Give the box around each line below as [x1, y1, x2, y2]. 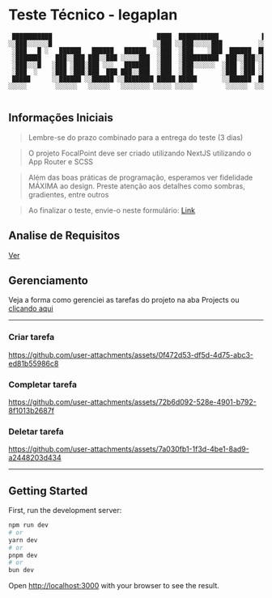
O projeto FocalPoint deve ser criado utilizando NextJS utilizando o [28, 148, 252, 158]
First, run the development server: [8, 506, 122, 515]
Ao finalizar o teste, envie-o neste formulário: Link [28, 205, 196, 215]
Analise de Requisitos [8, 229, 120, 243]
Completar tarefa [8, 379, 77, 390]
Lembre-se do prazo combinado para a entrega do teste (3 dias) [28, 132, 244, 142]
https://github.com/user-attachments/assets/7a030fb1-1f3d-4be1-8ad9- [8, 444, 249, 454]
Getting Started [8, 484, 88, 498]
